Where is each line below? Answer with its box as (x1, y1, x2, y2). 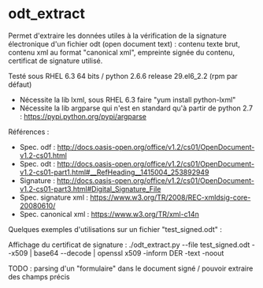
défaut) (8, 80, 32, 89)
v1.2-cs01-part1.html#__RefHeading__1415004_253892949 (19, 167, 209, 177)
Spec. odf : (19, 142, 56, 151)
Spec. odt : (19, 159, 56, 168)
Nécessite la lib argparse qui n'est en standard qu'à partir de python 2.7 (19, 103, 254, 113)
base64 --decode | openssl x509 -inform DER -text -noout (34, 248, 224, 257)
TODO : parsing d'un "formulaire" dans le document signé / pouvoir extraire (8, 264, 254, 273)
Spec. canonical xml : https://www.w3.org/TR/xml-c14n (19, 209, 199, 219)
